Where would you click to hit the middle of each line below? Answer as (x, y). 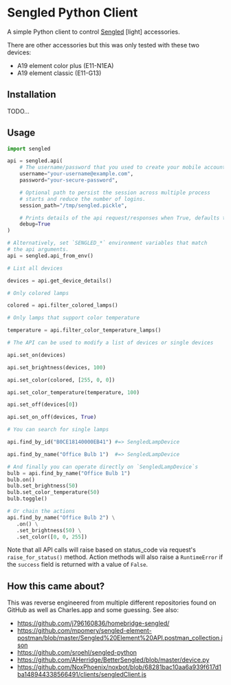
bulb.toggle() (27, 499)
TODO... (18, 111)
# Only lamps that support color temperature (73, 318)
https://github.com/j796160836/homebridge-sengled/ (93, 623)
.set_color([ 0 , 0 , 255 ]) (52, 537)
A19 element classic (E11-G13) (59, 73)
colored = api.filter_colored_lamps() (63, 305)
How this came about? (56, 586)
